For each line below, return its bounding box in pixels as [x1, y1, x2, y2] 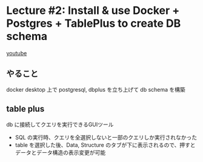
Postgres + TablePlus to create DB [6, 16, 181, 30]
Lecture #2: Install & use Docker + [6, 4, 180, 18]
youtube [6, 49, 27, 56]
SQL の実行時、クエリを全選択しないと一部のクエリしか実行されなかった [15, 133, 198, 141]
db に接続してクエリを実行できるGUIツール [6, 121, 114, 128]
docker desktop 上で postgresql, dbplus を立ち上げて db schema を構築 [6, 86, 186, 93]
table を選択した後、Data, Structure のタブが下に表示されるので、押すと [15, 141, 196, 149]
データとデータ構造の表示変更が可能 [15, 149, 106, 156]
